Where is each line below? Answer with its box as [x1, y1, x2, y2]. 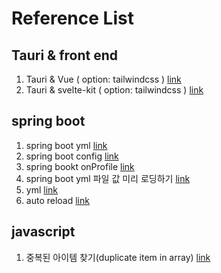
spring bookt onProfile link [25, 160, 135, 172]
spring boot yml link [25, 139, 108, 151]
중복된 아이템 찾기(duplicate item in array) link [25, 251, 211, 263]
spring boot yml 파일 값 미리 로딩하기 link [25, 172, 191, 184]
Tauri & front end [11, 47, 118, 64]
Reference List [11, 7, 134, 30]
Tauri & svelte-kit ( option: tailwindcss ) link [25, 84, 204, 96]
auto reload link [25, 194, 90, 206]
